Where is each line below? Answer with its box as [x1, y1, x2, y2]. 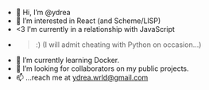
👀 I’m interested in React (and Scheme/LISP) [15, 16, 161, 25]
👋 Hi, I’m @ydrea [15, 8, 71, 17]
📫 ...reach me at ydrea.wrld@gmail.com [15, 72, 149, 82]
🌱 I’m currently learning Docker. [15, 56, 120, 65]
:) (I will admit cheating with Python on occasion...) [35, 40, 202, 49]
